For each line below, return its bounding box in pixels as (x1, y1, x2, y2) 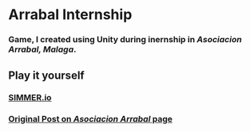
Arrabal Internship (8, 6, 133, 24)
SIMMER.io (8, 92, 52, 103)
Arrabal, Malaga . (8, 44, 77, 55)
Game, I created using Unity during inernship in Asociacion (8, 34, 242, 45)
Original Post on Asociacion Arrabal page (8, 114, 173, 125)
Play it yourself (8, 68, 85, 82)
